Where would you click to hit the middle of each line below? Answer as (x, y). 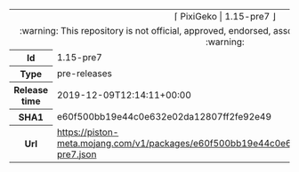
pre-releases (85, 73)
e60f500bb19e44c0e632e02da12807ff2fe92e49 (164, 117)
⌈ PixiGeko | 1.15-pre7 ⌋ (225, 16)
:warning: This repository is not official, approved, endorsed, (145, 31)
